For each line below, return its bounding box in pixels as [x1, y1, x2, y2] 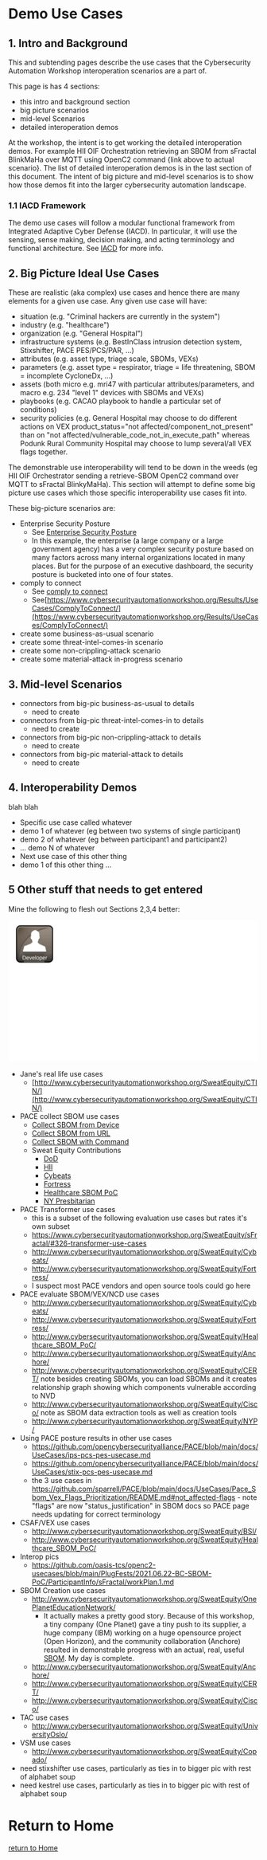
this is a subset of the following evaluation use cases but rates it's [31, 1213, 248, 1223]
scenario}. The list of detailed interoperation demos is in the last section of [8, 163, 252, 172]
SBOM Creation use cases [19, 1586, 106, 1595]
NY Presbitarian [43, 1196, 95, 1206]
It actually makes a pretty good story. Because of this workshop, [43, 1611, 255, 1621]
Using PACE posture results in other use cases [19, 1434, 172, 1443]
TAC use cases [19, 1713, 69, 1722]
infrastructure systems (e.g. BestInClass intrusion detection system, [19, 337, 242, 347]
